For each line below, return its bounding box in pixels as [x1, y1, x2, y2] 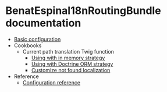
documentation [5, 16, 81, 30]
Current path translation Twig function [22, 48, 115, 55]
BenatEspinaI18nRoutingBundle [5, 4, 161, 17]
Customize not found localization [31, 66, 111, 73]
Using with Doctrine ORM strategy [31, 60, 113, 68]
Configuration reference [22, 79, 81, 86]
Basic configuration [13, 36, 61, 43]
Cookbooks [13, 42, 42, 49]
